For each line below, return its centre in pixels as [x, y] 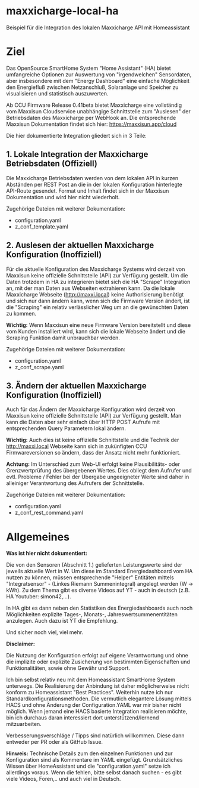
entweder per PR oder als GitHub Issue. [54, 742]
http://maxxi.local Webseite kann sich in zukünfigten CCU [77, 446]
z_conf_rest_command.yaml [49, 513]
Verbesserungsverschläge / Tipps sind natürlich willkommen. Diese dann [96, 736]
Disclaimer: [21, 644]
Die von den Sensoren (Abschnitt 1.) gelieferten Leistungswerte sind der [94, 565]
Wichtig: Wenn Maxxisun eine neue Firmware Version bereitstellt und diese [99, 325]
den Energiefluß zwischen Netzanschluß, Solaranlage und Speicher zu [92, 87]
